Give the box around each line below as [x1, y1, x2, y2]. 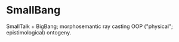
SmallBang [6, 3, 61, 17]
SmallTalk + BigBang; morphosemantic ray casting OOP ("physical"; [6, 23, 173, 30]
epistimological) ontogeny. [6, 29, 72, 36]
